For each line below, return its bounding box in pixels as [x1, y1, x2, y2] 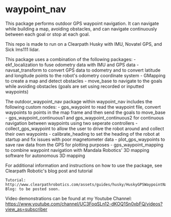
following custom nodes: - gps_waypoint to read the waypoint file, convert [5, 104, 161, 110]
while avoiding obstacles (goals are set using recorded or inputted [5, 83, 144, 89]
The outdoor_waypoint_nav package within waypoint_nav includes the [5, 98, 153, 105]
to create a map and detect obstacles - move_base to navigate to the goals [5, 78, 163, 84]
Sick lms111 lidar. [5, 46, 40, 52]
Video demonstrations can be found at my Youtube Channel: [5, 195, 132, 201]
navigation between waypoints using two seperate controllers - [5, 120, 138, 126]
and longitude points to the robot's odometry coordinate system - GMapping [5, 72, 166, 78]
